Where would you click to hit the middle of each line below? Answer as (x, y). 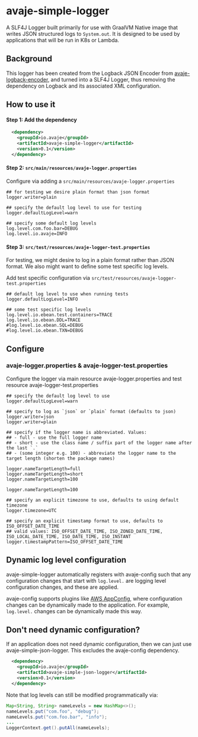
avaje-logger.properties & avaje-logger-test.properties (87, 366)
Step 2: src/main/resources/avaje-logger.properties (72, 168)
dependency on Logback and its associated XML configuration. (84, 86)
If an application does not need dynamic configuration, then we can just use (99, 644)
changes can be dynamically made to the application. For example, (88, 605)
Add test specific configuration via (48, 278)
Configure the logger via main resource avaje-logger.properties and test (94, 379)
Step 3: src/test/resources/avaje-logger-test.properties (78, 247)
